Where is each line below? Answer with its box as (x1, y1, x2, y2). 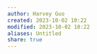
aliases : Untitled (7, 29, 62, 37)
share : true (7, 36, 42, 43)
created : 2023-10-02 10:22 (7, 17, 87, 24)
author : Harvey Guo (7, 10, 65, 18)
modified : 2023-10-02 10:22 (7, 23, 91, 30)
